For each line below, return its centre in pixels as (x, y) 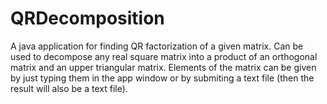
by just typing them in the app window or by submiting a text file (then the (162, 78)
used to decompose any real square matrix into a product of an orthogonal (164, 56)
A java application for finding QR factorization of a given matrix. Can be (157, 46)
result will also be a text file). (69, 88)
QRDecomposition (87, 18)
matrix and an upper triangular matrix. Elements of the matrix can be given (163, 67)
